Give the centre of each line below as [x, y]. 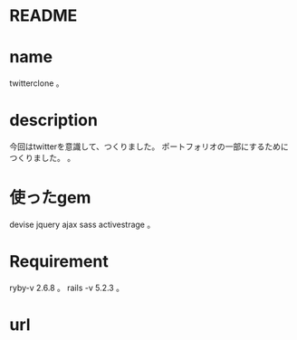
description [53, 121]
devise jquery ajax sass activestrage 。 [82, 224]
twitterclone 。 [37, 83]
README [43, 16]
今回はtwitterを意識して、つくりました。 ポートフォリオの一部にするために [149, 146]
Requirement [59, 262]
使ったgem [50, 198]
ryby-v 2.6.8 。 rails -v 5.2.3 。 [67, 288]
